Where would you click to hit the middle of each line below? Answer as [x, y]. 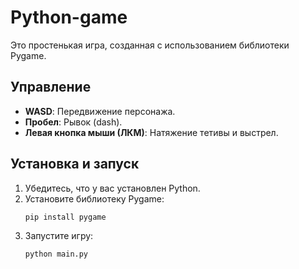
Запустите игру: [59, 236]
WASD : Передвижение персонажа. [100, 111]
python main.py [56, 254]
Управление [51, 87]
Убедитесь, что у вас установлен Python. [112, 188]
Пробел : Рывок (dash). [73, 122]
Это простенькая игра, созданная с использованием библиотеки [150, 45]
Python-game [69, 17]
